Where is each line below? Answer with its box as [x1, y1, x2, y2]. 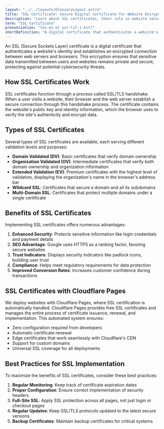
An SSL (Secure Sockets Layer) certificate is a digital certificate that [5, 43, 142, 49]
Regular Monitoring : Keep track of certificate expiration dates [12, 382, 137, 388]
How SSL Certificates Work [5, 78, 90, 86]
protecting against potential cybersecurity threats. [5, 64, 106, 70]
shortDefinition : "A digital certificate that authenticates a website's [5, 30, 159, 35]
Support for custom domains [12, 340, 70, 346]
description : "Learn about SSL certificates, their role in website [5, 16, 147, 21]
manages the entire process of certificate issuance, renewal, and [5, 310, 136, 316]
